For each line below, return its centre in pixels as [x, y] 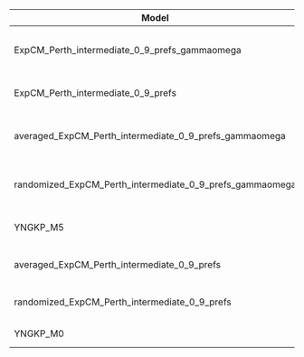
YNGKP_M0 [39, 334]
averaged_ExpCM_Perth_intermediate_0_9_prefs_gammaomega [150, 136]
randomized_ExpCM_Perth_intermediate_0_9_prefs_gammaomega [155, 184]
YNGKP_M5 [39, 227]
